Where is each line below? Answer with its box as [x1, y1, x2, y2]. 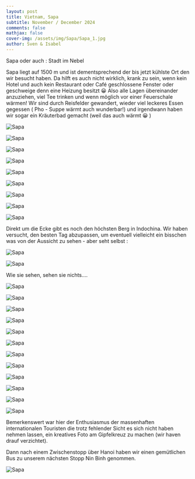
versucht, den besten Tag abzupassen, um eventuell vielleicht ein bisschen [6, 231, 187, 238]
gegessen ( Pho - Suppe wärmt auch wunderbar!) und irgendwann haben [6, 106, 183, 113]
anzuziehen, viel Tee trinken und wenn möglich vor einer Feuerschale [6, 93, 173, 100]
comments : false [6, 25, 46, 31]
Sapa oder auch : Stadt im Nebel [6, 57, 85, 64]
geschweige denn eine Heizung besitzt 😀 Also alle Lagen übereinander [6, 87, 178, 94]
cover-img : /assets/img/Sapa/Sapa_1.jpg [6, 36, 106, 41]
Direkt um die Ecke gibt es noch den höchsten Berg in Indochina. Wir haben [6, 225, 188, 232]
